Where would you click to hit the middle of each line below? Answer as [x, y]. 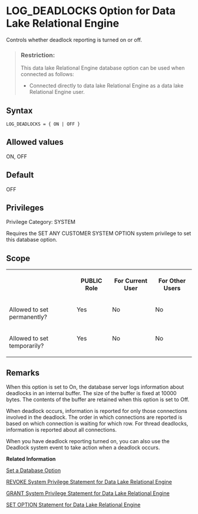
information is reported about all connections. [61, 430]
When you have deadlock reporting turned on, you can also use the [88, 441]
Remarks [23, 373]
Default [20, 175]
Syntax [19, 110]
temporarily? [27, 346]
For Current [131, 281]
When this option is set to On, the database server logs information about [95, 387]
